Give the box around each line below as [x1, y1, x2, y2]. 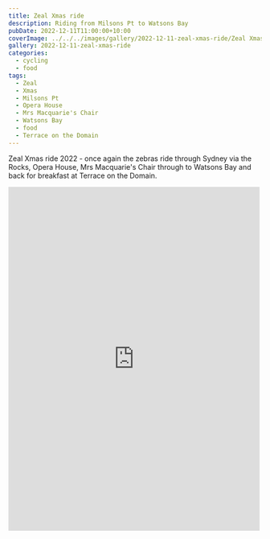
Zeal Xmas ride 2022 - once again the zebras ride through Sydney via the [8, 154, 252, 163]
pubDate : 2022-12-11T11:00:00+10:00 [8, 27, 131, 35]
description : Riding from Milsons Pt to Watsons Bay [8, 19, 189, 27]
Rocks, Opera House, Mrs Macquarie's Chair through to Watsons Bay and [8, 162, 252, 171]
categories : [8, 49, 48, 57]
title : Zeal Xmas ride [8, 11, 84, 20]
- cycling [15, 57, 48, 65]
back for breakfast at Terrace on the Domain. [8, 171, 157, 180]
